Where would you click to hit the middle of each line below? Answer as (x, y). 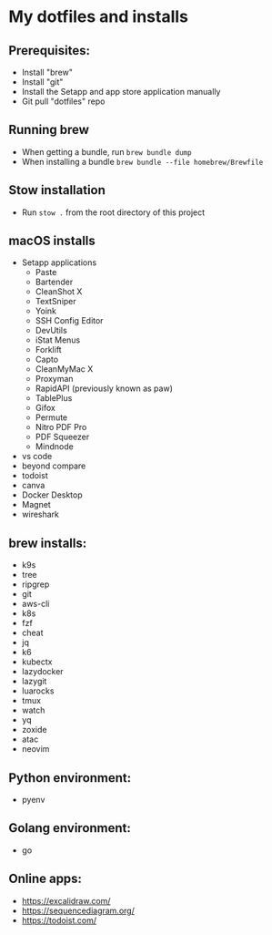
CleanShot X (59, 292)
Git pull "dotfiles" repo (63, 101)
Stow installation (57, 190)
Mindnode (54, 447)
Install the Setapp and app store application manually (121, 92)
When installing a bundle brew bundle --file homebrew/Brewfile (142, 161)
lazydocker (43, 672)
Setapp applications (59, 262)
